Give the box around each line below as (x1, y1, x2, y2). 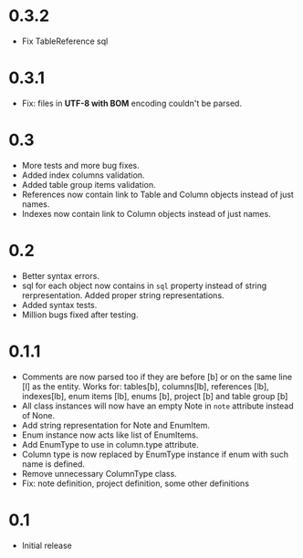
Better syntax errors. (21, 270, 99, 281)
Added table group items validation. (21, 179, 156, 190)
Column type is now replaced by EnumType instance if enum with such (21, 449, 289, 460)
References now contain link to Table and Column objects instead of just (21, 189, 294, 200)
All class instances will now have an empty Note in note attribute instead (21, 400, 294, 411)
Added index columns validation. (21, 170, 145, 181)
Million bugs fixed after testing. (21, 309, 139, 320)
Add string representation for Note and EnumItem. (21, 419, 211, 430)
